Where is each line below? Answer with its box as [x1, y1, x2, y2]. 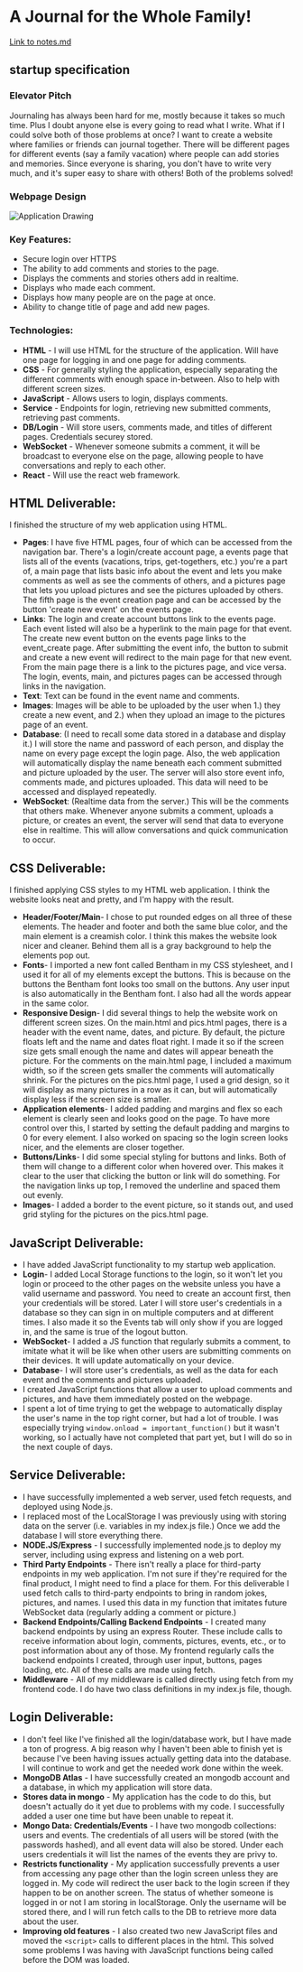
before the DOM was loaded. [22, 1954, 130, 1965]
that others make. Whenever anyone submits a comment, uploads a [22, 805, 274, 816]
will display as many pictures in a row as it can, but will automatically [22, 1084, 278, 1095]
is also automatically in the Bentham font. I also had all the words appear [22, 989, 292, 1000]
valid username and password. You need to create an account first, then [22, 1288, 291, 1298]
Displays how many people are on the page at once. [22, 292, 216, 303]
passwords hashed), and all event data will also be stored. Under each [22, 1839, 284, 1850]
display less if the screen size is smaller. [22, 1094, 172, 1105]
